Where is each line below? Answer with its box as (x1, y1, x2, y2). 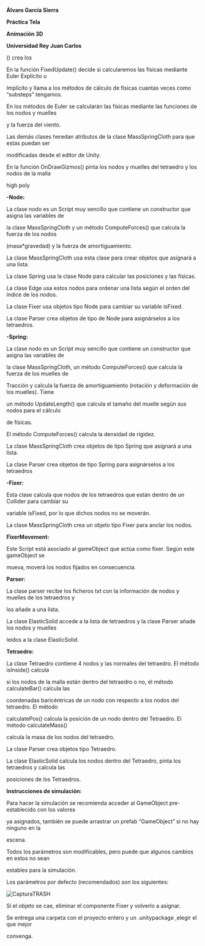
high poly (6, 182, 30, 189)
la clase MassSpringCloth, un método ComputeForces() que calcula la (6, 363, 183, 371)
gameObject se (6, 552, 45, 559)
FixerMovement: (6, 533, 50, 540)
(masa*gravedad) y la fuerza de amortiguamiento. (6, 242, 133, 249)
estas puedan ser (6, 139, 50, 147)
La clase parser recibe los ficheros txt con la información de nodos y (6, 587, 179, 594)
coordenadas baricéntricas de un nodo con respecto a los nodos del (6, 697, 179, 704)
